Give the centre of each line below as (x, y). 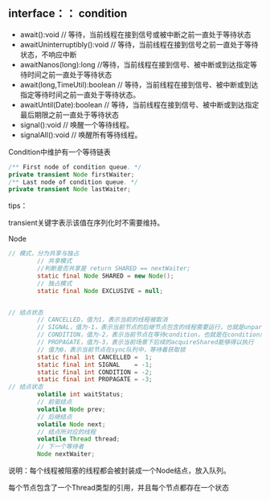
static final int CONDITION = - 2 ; (95, 372)
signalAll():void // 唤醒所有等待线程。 (81, 135)
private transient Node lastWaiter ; (70, 189)
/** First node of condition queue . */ (75, 167)
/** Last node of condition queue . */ (73, 182)
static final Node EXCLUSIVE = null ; (100, 291)
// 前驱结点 (55, 402)
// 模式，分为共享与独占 (44, 254)
